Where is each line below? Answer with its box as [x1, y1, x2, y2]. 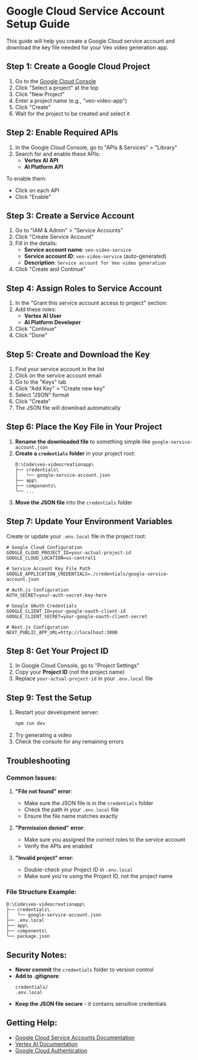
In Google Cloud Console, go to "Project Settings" [15, 662, 140, 670]
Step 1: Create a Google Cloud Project [6, 61, 150, 72]
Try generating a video [15, 732, 72, 739]
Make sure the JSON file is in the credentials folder [24, 799, 154, 806]
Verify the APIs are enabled [24, 842, 93, 850]
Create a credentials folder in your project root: [15, 449, 136, 457]
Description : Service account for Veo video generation [24, 259, 167, 266]
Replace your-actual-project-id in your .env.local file [15, 675, 153, 682]
